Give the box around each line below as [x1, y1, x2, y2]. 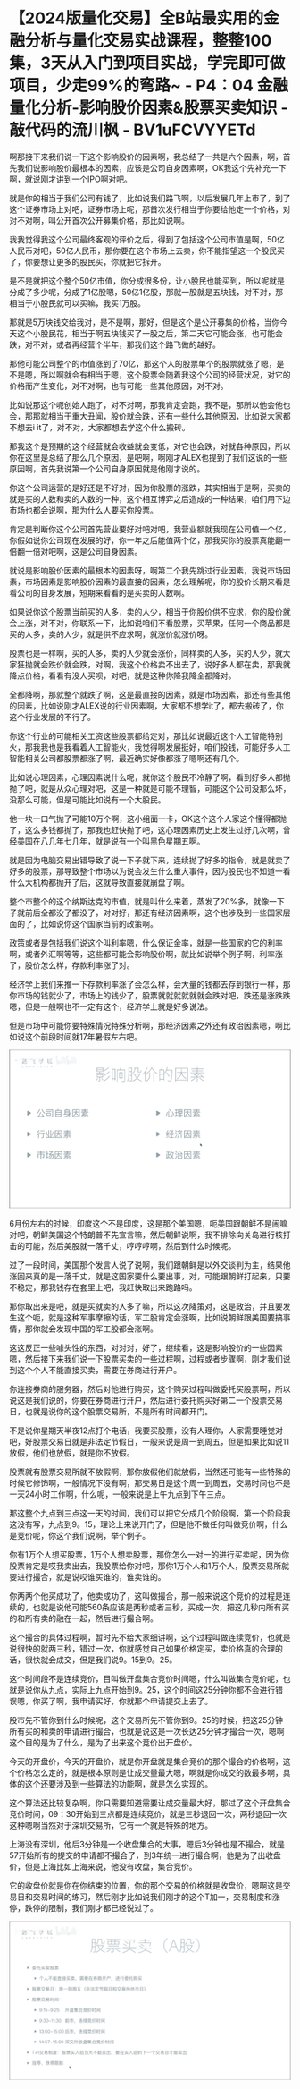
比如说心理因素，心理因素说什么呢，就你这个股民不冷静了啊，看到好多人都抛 [9, 771, 291, 783]
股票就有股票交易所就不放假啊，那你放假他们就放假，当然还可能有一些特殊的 [9, 1466, 291, 1477]
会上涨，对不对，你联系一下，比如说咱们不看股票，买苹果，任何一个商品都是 [9, 617, 291, 628]
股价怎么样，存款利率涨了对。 [24, 959, 135, 971]
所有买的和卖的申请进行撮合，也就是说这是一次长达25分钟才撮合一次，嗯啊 [9, 1726, 285, 1737]
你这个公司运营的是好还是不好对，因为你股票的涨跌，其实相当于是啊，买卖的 [9, 482, 291, 493]
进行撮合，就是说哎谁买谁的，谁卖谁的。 [16, 1572, 166, 1583]
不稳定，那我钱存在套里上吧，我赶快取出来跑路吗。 [9, 1282, 197, 1293]
